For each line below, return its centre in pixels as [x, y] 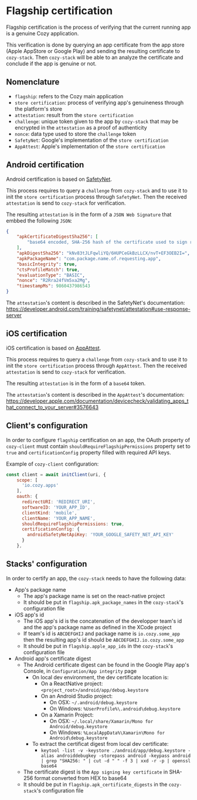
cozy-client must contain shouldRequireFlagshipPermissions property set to [98, 446]
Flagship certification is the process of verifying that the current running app [98, 27]
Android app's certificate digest [53, 658]
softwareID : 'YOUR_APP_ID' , [56, 507]
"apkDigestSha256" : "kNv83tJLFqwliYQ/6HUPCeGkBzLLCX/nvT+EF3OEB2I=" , [103, 253]
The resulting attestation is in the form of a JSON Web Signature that [89, 214]
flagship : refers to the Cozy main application [69, 96]
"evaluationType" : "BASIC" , [51, 275]
